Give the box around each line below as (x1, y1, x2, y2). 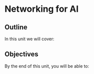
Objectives (4, 50, 39, 58)
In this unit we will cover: (4, 36, 55, 42)
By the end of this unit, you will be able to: (4, 63, 89, 69)
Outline (4, 23, 27, 31)
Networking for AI (4, 3, 79, 15)
